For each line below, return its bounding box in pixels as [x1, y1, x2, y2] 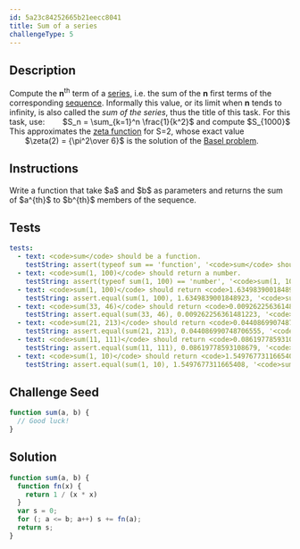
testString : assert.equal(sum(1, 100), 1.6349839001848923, [25, 294, 254, 303]
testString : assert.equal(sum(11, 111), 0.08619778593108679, [25, 343, 262, 353]
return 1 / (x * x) [25, 490, 98, 499]
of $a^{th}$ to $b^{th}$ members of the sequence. [9, 194, 196, 205]
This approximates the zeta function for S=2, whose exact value [9, 126, 245, 137]
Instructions [9, 162, 79, 177]
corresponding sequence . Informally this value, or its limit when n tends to [9, 97, 283, 108]
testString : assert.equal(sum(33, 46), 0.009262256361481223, [25, 310, 262, 320]
